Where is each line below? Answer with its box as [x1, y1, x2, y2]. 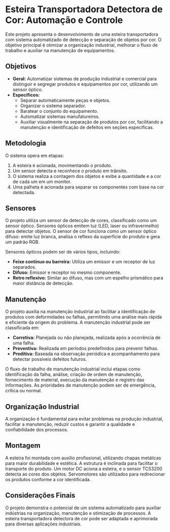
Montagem [5, 441, 41, 450]
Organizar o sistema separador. [20, 103, 86, 109]
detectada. [12, 189, 36, 195]
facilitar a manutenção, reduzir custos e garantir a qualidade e [5, 421, 135, 427]
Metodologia [5, 139, 47, 148]
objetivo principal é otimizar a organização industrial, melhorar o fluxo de [5, 42, 158, 48]
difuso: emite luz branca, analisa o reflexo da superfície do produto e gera [5, 234, 160, 240]
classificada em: [5, 325, 40, 331]
